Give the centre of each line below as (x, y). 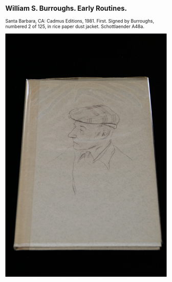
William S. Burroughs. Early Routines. (66, 8)
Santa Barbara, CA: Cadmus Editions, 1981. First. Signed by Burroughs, (80, 21)
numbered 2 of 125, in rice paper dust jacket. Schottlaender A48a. (75, 26)
